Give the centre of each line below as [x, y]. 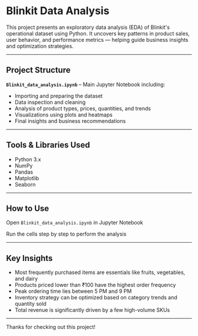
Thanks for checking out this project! [51, 327]
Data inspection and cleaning [50, 102]
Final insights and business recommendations [70, 121]
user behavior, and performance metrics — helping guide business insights [97, 40]
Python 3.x [28, 159]
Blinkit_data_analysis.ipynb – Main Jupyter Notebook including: [86, 84]
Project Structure [38, 70]
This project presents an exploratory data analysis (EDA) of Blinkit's [88, 27]
